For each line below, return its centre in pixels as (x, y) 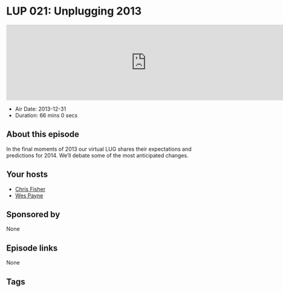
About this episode (43, 134)
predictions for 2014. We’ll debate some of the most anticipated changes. (97, 155)
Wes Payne (29, 196)
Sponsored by (33, 214)
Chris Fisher (30, 189)
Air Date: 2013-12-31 (41, 109)
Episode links (32, 248)
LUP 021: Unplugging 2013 (74, 11)
